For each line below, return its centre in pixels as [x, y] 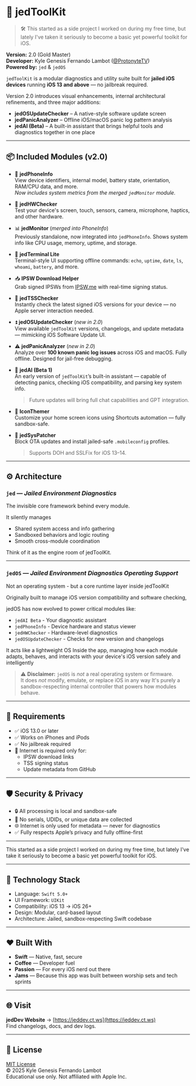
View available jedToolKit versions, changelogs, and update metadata [99, 328]
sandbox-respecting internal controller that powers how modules [98, 686]
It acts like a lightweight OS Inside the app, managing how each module [92, 650]
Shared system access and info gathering [64, 529]
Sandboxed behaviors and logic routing [62, 535]
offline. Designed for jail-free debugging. [64, 358]
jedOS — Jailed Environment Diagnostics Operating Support [92, 573]
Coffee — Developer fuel [45, 963]
